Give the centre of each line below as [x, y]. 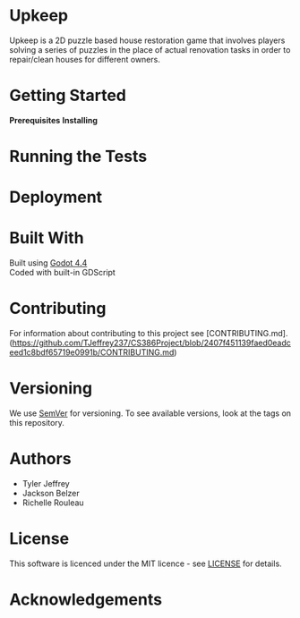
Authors [40, 459]
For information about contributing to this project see [107, 334]
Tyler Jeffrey [46, 483]
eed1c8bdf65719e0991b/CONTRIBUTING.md [92, 352]
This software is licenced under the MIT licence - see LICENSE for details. [146, 563]
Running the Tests [78, 157]
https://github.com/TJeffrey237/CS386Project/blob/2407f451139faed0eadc [151, 343]
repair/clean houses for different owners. [85, 59]
